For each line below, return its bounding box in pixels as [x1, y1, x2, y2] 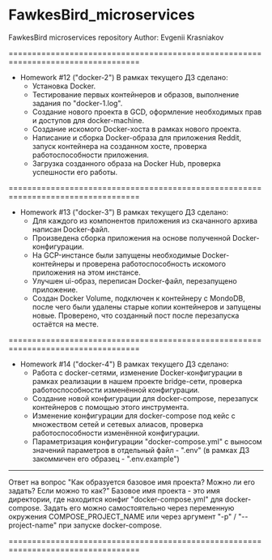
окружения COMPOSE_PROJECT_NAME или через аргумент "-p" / [8, 511, 237, 521]
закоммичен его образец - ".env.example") [32, 454, 180, 464]
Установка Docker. [32, 81, 96, 91]
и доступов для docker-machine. [32, 115, 144, 125]
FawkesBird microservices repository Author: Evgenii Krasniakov [8, 32, 224, 42]
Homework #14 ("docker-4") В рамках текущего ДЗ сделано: [19, 359, 229, 369]
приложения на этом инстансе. [32, 267, 141, 277]
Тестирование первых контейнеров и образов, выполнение [32, 89, 240, 99]
